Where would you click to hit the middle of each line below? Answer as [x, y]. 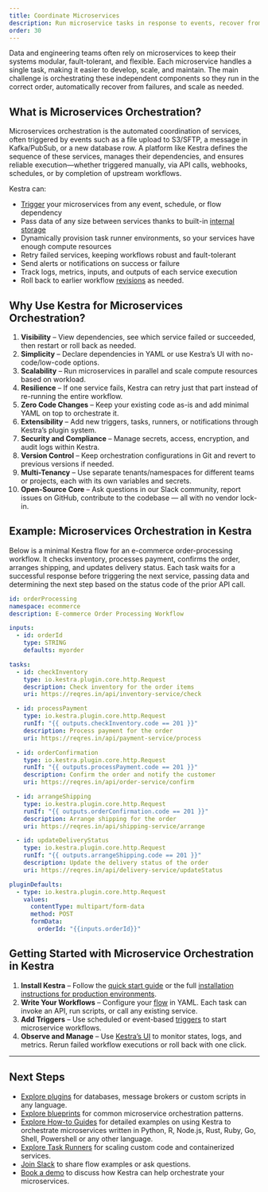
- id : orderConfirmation [57, 752]
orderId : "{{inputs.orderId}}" [89, 929]
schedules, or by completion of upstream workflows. [95, 174]
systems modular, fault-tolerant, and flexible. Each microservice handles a [130, 61]
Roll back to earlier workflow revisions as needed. [102, 280]
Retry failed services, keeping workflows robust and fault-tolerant [128, 255]
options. [86, 362]
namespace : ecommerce [45, 606]
